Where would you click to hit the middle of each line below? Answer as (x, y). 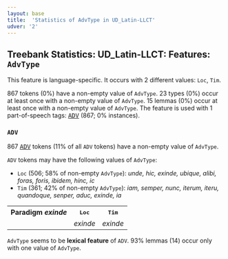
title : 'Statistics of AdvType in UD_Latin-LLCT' (81, 20)
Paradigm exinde (39, 213)
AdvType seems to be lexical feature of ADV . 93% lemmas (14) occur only (110, 241)
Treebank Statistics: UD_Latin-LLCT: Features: (109, 54)
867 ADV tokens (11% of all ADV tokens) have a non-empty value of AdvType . (113, 146)
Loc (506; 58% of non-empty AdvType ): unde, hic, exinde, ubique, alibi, (117, 173)
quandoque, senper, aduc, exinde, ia (69, 195)
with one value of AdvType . (44, 248)
